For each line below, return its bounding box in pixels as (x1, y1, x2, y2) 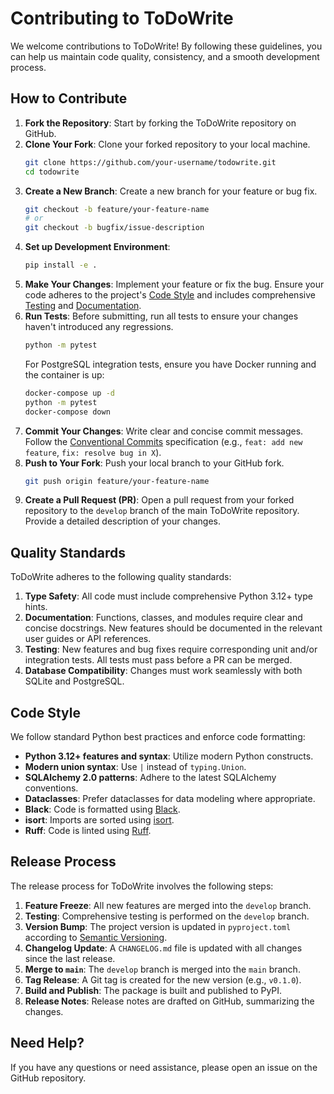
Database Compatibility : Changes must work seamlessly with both (24, 665, 303, 677)
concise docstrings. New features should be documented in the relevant (24, 622, 323, 634)
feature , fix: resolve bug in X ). (24, 446, 162, 458)
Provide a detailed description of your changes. (24, 515, 221, 527)
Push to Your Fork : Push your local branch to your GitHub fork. (24, 457, 285, 469)
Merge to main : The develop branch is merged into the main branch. (24, 963, 301, 975)
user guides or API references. (24, 633, 152, 645)
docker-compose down (24, 407, 111, 417)
